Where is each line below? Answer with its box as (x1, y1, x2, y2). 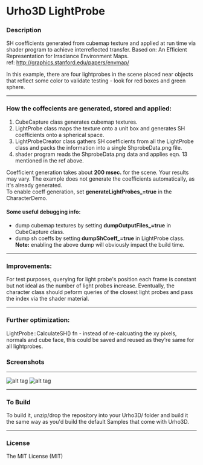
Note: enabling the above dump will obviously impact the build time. (14, 241, 185, 248)
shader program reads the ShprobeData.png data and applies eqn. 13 (14, 150, 188, 158)
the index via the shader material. (6, 295, 89, 303)
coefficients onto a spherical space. (14, 131, 105, 138)
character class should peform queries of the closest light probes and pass (6, 289, 193, 296)
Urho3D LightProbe (6, 4, 106, 18)
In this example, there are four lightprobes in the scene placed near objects (6, 71, 193, 78)
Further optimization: (6, 316, 70, 324)
